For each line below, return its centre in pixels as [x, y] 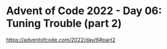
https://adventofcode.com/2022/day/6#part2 [61, 40]
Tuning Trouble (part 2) [64, 23]
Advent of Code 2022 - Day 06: [84, 11]
